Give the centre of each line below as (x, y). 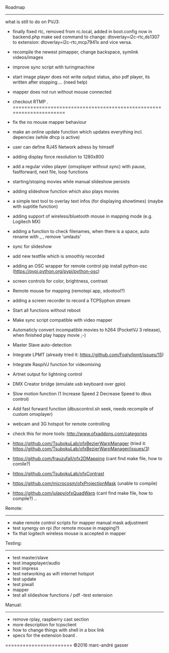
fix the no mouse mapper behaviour (50, 122)
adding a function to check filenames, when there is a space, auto (81, 231)
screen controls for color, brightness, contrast (60, 281)
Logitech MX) (27, 222)
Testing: (14, 543)
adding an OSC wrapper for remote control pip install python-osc (80, 266)
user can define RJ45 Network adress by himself (63, 147)
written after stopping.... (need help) (50, 82)
